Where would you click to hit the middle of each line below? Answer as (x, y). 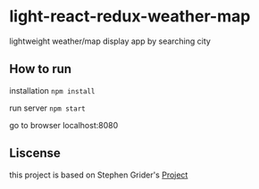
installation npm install (52, 90)
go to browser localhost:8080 (64, 125)
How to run (41, 69)
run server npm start (48, 108)
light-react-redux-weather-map (130, 16)
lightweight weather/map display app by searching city (110, 41)
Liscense (35, 153)
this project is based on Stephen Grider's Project (99, 175)
